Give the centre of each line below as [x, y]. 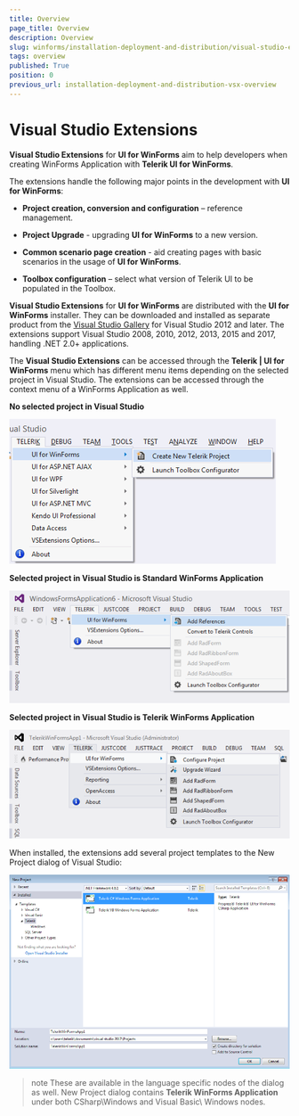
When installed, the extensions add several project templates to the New [142, 853]
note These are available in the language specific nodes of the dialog [158, 1083]
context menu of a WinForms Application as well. [99, 389]
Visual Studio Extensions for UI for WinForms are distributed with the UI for [149, 305]
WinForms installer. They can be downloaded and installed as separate [140, 315]
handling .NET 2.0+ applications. [69, 343]
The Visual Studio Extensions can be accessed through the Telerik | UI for [147, 360]
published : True [39, 66]
